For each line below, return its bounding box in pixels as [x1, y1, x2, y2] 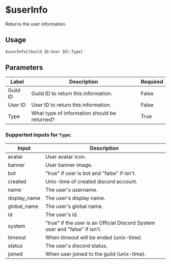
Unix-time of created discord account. [45, 178, 137, 185]
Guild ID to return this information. [31, 90, 112, 97]
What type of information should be [31, 110, 116, 117]
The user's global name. [45, 202, 103, 210]
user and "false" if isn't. [45, 225, 102, 232]
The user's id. [45, 211, 78, 218]
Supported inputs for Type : [5, 131, 72, 138]
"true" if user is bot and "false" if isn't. [45, 169, 136, 177]
